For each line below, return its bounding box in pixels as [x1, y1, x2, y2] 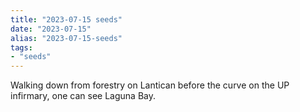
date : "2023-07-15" [10, 24, 92, 34]
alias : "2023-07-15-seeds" [10, 33, 123, 43]
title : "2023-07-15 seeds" [10, 14, 123, 25]
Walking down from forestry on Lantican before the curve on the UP [10, 79, 290, 91]
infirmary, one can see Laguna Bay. [10, 90, 156, 102]
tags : [10, 42, 33, 53]
